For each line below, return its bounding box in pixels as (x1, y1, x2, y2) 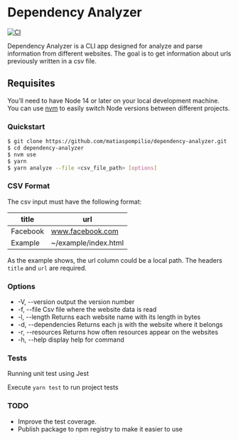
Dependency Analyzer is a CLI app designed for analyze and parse (7, 41, 203, 50)
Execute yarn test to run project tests (7, 383, 119, 392)
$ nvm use (7, 151, 37, 158)
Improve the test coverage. (17, 417, 97, 426)
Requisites (7, 78, 55, 90)
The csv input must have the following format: (7, 197, 142, 206)
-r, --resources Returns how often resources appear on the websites (17, 328, 219, 337)
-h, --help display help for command (17, 335, 124, 344)
